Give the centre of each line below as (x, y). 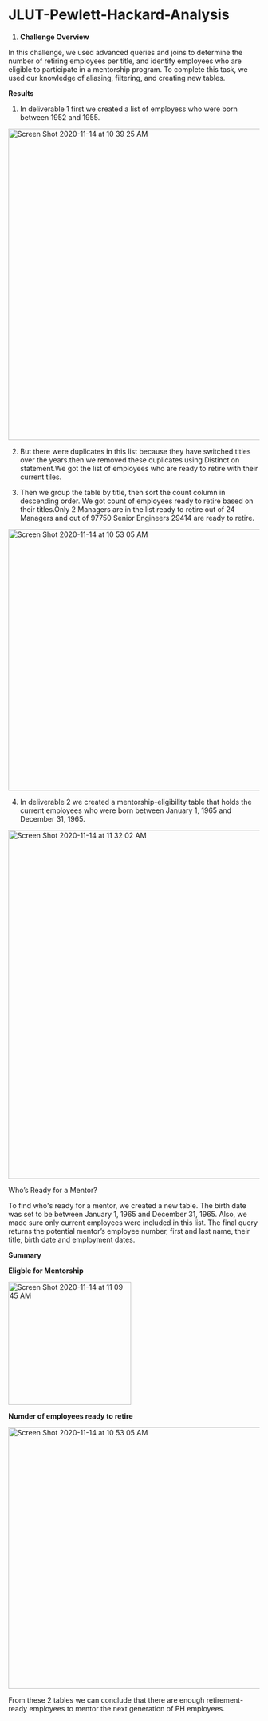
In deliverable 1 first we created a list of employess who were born (128, 109)
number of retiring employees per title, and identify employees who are (125, 61)
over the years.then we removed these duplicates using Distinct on (130, 460)
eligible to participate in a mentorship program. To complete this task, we (128, 69)
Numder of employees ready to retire (71, 1416)
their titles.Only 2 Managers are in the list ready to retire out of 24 (127, 509)
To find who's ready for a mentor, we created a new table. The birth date (128, 1205)
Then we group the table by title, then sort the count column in (122, 492)
